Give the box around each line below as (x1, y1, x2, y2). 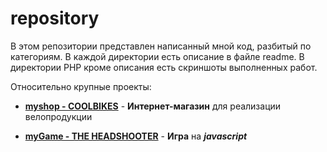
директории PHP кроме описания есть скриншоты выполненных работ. (10, 61, 318, 73)
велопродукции (24, 110, 93, 122)
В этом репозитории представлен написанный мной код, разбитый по (10, 40, 312, 52)
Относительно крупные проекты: (10, 80, 152, 92)
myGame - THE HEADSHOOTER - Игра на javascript (24, 130, 248, 142)
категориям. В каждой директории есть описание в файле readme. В (10, 50, 305, 62)
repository (10, 7, 100, 30)
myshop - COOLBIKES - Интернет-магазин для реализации (24, 100, 282, 112)
